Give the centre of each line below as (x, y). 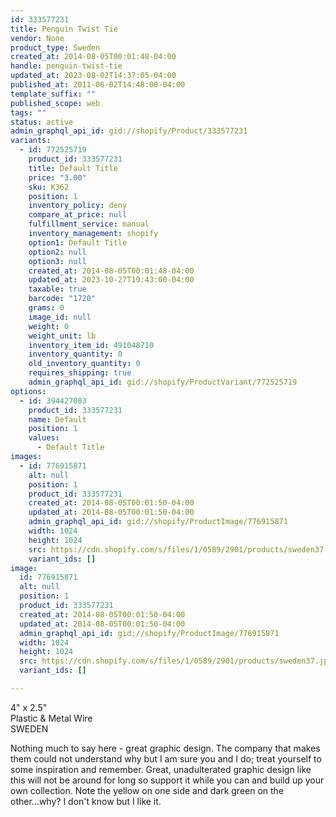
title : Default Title (73, 168)
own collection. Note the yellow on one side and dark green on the (147, 790)
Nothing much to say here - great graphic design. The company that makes (165, 748)
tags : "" (28, 112)
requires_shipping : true (80, 373)
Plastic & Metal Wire (51, 718)
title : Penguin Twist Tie (64, 29)
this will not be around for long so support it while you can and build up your (167, 780)
